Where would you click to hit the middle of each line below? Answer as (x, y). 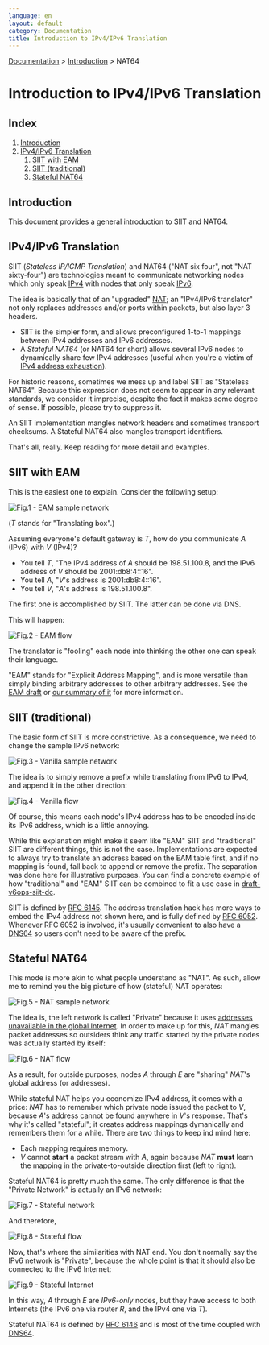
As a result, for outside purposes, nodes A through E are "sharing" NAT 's (129, 1074)
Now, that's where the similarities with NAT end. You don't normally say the (133, 1252)
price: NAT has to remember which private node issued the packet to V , (127, 1107)
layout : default (35, 23)
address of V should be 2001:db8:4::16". (87, 571)
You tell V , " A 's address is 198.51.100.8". (86, 588)
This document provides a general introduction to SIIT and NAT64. (118, 221)
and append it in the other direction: (68, 785)
